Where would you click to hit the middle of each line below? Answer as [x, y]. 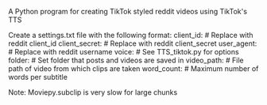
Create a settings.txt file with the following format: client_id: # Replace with [131, 35]
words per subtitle [38, 77]
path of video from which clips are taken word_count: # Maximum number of [133, 69]
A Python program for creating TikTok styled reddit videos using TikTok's [128, 11]
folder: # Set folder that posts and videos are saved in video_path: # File [126, 60]
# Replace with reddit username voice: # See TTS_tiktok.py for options [124, 52]
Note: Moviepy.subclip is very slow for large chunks [93, 92]
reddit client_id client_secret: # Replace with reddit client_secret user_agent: [133, 43]
